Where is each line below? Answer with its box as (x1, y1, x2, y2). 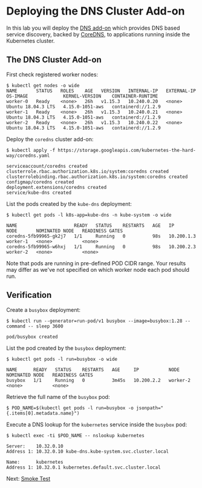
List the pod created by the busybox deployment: (6, 344, 127, 352)
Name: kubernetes (6, 459, 64, 465)
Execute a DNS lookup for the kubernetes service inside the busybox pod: (6, 421, 187, 428)
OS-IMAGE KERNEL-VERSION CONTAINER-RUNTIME (6, 93, 158, 99)
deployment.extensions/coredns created (6, 184, 107, 190)
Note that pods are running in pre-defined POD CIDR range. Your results (6, 259, 186, 267)
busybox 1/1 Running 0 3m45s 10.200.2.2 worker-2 (6, 377, 191, 383)
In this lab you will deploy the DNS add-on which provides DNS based (6, 24, 180, 31)
